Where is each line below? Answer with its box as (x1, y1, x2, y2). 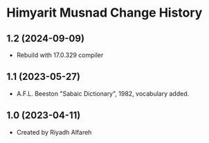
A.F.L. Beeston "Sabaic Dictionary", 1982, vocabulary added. (16, 89, 190, 98)
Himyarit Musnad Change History (6, 5, 203, 21)
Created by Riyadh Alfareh (16, 128, 92, 136)
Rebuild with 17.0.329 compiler (16, 51, 104, 59)
